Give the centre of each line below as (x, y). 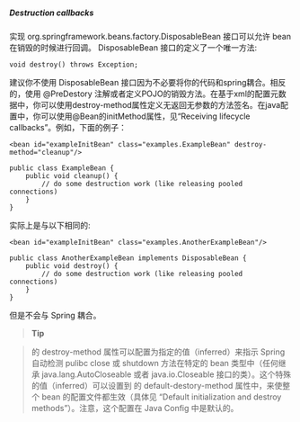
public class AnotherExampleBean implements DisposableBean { (128, 258)
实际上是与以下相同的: (50, 225)
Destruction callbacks (52, 13)
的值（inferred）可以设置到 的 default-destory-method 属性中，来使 (157, 385)
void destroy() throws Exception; (74, 64)
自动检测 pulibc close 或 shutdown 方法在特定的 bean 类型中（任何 (154, 363)
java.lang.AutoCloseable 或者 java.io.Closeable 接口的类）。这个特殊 (167, 374)
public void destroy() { (72, 265)
